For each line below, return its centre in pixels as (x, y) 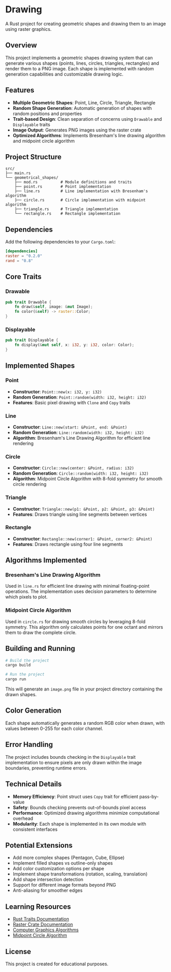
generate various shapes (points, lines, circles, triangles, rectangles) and (82, 63)
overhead (23, 818)
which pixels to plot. (26, 597)
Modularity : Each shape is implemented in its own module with (79, 824)
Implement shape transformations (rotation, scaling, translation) (80, 874)
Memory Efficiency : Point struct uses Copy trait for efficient (75, 796)
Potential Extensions (39, 845)
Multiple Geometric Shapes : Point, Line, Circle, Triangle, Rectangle (84, 102)
